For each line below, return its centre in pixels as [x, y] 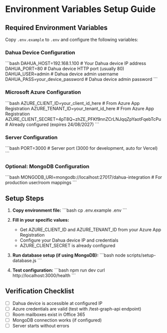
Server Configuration [31, 137]
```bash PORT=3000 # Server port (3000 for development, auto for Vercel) [82, 148]
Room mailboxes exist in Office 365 [49, 314]
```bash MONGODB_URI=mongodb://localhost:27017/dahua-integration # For [84, 177]
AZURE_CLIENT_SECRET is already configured [68, 245]
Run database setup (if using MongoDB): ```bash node [69, 255]
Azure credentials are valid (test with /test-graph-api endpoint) [77, 309]
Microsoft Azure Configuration [43, 92]
